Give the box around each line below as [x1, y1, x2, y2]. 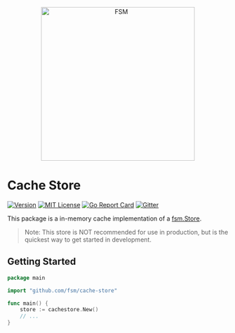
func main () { [7, 299, 49, 307]
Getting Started [7, 256, 76, 268]
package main [7, 274, 46, 281]
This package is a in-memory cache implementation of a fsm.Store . [7, 214, 202, 223]
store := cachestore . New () [20, 306, 99, 313]
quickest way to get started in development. [24, 235, 152, 244]
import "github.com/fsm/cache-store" [7, 287, 118, 294]
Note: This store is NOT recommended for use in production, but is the [24, 228, 229, 236]
